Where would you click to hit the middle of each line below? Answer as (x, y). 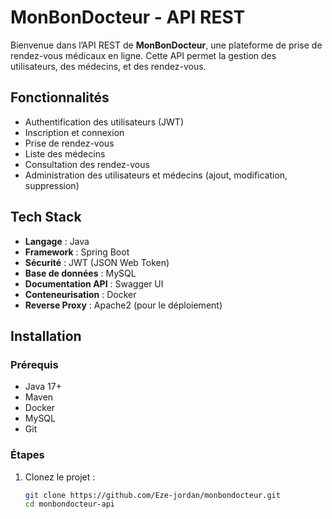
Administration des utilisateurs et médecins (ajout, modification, (156, 175)
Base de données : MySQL (80, 273)
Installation (46, 336)
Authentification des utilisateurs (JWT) (104, 122)
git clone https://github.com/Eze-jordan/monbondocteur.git (152, 495)
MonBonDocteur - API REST (128, 17)
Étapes (27, 455)
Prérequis (34, 364)
